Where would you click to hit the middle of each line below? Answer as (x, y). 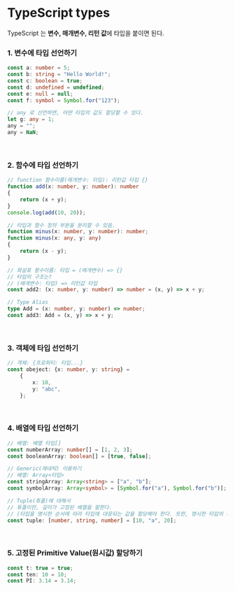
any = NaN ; (23, 133)
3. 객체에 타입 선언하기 (43, 348)
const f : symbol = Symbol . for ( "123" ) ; (64, 100)
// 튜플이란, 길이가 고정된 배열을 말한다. (60, 507)
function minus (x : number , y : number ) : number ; (78, 232)
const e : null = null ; (40, 94)
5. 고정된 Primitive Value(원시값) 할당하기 (75, 553)
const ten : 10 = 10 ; (37, 574)
